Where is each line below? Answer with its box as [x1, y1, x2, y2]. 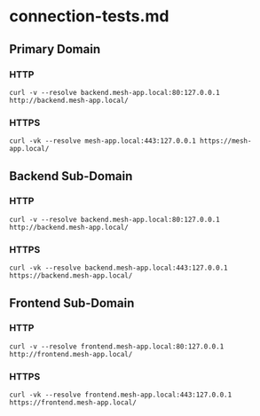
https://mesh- [199, 137, 252, 145]
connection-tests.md [9, 6, 169, 27]
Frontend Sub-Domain [9, 295, 135, 310]
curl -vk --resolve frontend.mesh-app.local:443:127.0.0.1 [9, 390, 232, 400]
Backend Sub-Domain [9, 169, 133, 184]
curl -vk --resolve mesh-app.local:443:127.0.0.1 [9, 137, 197, 145]
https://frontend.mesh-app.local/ [9, 398, 138, 407]
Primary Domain [9, 42, 100, 57]
